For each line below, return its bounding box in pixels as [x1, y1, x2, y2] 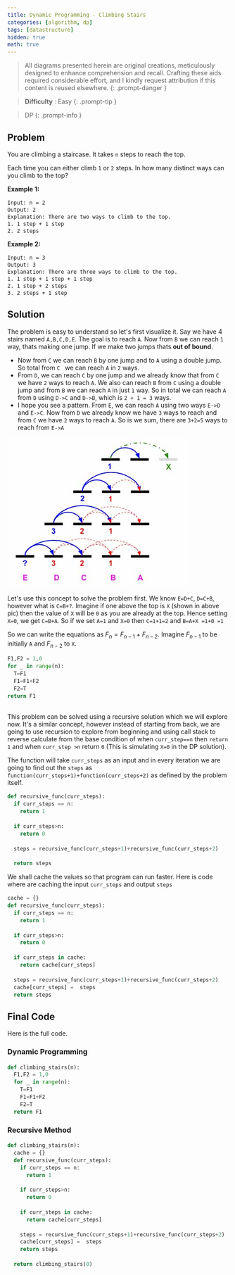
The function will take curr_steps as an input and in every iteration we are [7, 756, 221, 765]
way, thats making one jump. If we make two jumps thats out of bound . [7, 342, 213, 351]
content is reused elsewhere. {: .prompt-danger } [24, 84, 167, 92]
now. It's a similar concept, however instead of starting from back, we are [7, 720, 220, 729]
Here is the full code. [7, 1029, 68, 1038]
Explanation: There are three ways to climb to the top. [7, 268, 178, 275]
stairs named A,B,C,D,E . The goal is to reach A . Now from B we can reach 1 [7, 334, 224, 343]
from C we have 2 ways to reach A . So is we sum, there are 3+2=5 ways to [17, 415, 228, 424]
